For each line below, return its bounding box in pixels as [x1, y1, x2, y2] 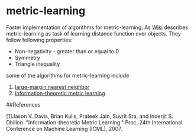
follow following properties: [6, 36, 73, 43]
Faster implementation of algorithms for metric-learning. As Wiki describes [6, 24, 188, 31]
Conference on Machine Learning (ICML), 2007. [6, 125, 122, 132]
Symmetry [14, 54, 40, 61]
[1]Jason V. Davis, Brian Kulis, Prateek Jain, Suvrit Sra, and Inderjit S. [6, 113, 173, 120]
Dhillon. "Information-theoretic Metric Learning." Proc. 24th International [6, 118, 183, 126]
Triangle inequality [14, 60, 60, 68]
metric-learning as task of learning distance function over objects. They [6, 30, 182, 37]
